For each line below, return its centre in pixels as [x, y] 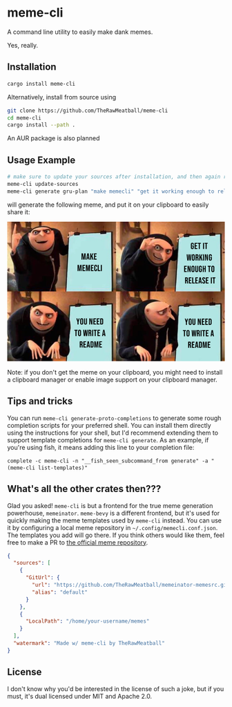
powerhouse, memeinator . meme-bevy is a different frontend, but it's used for [113, 513]
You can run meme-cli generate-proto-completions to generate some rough [114, 418]
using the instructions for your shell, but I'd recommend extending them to [113, 433]
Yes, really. [23, 45]
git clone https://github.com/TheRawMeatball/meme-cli [88, 111]
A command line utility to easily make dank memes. [80, 32]
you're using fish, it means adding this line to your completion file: [101, 447]
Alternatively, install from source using [62, 97]
